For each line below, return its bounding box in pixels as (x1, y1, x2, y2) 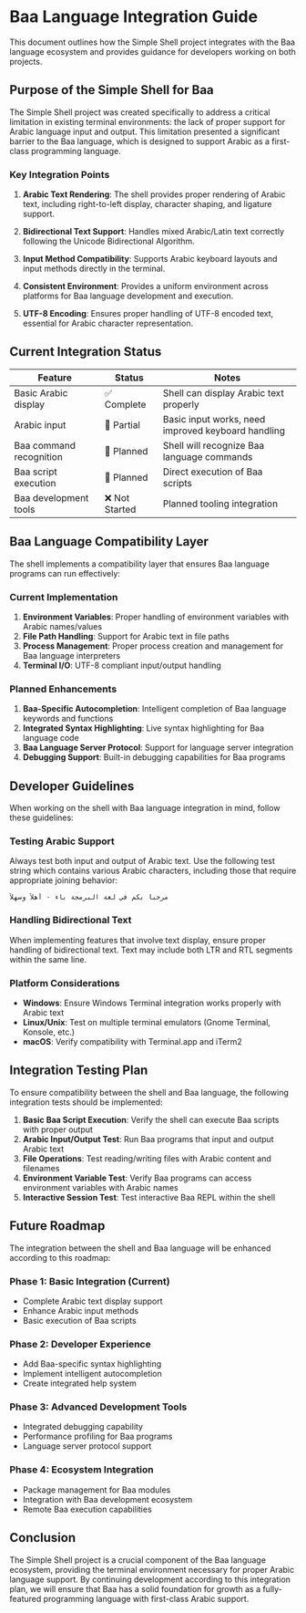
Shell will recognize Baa (162, 439, 265, 452)
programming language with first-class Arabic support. (43, 1593, 250, 1604)
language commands (162, 450, 253, 463)
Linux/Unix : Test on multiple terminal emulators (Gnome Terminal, (22, 1016, 271, 1027)
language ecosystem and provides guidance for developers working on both (9, 46, 296, 57)
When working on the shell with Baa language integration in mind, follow (9, 803, 280, 814)
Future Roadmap (9, 1218, 106, 1233)
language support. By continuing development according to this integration (9, 1574, 291, 1585)
